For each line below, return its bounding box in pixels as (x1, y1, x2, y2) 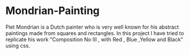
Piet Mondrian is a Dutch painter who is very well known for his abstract (5, 23, 179, 30)
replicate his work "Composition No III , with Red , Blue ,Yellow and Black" (5, 36, 184, 43)
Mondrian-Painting (5, 4, 100, 18)
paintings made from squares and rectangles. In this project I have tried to (5, 29, 184, 36)
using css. (5, 42, 30, 49)
